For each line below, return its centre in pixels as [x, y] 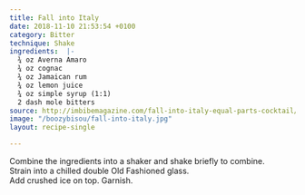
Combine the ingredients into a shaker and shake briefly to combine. [137, 161]
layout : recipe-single [52, 128]
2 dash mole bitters [56, 102]
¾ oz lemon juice [50, 85]
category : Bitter [42, 34]
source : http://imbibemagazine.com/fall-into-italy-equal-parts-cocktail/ [154, 111]
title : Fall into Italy [54, 18]
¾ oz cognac [40, 69]
